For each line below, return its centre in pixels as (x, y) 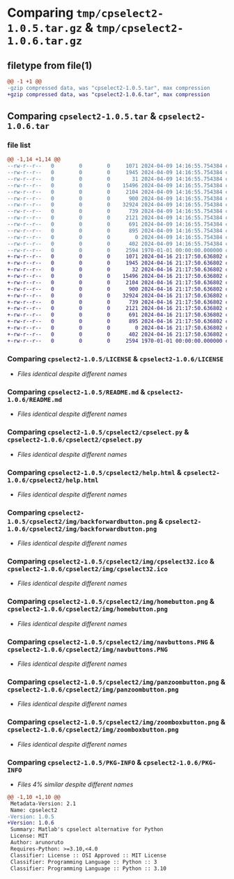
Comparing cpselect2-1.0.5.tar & (82, 116)
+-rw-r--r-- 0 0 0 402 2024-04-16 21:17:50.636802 (115, 334)
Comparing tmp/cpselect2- (86, 13)
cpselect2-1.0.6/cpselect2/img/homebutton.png (88, 609)
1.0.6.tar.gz (45, 41)
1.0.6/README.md (35, 399)
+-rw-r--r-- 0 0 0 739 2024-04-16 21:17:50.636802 (115, 302)
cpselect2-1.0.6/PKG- (180, 763)
